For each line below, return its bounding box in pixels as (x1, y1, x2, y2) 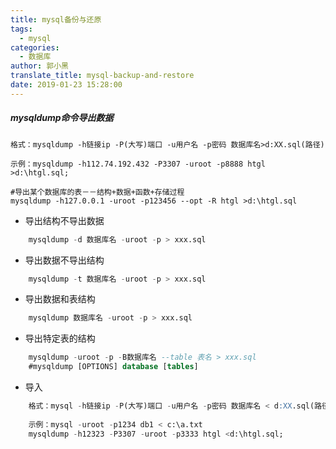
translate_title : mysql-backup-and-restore (10, 71, 195, 81)
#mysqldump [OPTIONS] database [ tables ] (28, 362, 199, 372)
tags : (10, 24, 33, 34)
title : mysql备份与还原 (10, 14, 102, 25)
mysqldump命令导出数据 (10, 112, 114, 124)
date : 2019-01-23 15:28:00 (10, 80, 123, 90)
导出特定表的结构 (24, 332, 96, 345)
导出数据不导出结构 (24, 254, 105, 266)
